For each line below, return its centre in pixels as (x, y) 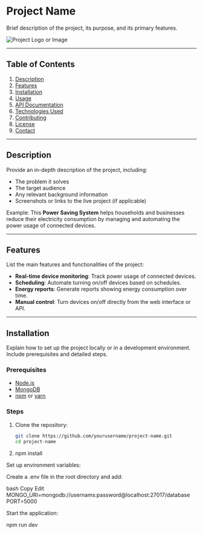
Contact (25, 130)
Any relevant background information (61, 194)
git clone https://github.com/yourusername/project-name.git (94, 436)
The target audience (40, 188)
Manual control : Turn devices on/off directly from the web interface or (103, 302)
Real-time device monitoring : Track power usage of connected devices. (105, 276)
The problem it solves (42, 181)
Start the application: (32, 513)
